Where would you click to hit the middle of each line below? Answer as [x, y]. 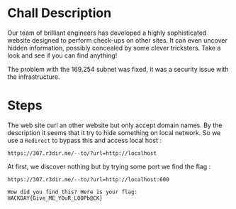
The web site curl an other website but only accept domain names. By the [115, 125]
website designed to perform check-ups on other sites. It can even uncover [118, 40]
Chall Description [60, 13]
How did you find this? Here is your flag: [73, 192]
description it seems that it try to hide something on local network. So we [114, 132]
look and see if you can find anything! [62, 55]
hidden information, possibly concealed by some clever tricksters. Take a [114, 48]
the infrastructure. [34, 77]
